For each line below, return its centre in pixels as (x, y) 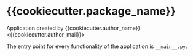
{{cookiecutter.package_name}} (91, 11)
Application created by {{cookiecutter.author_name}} (73, 28)
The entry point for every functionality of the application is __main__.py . (97, 46)
